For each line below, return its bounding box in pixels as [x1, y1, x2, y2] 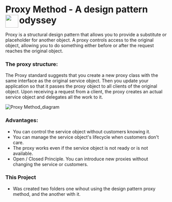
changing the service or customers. [12, 161, 88, 167]
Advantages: [5, 117, 39, 124]
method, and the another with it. [12, 191, 81, 197]
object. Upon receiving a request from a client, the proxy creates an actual [5, 89, 163, 95]
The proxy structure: [5, 60, 58, 68]
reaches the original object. [5, 48, 63, 54]
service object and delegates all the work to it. [5, 94, 103, 100]
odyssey [19, 14, 57, 26]
